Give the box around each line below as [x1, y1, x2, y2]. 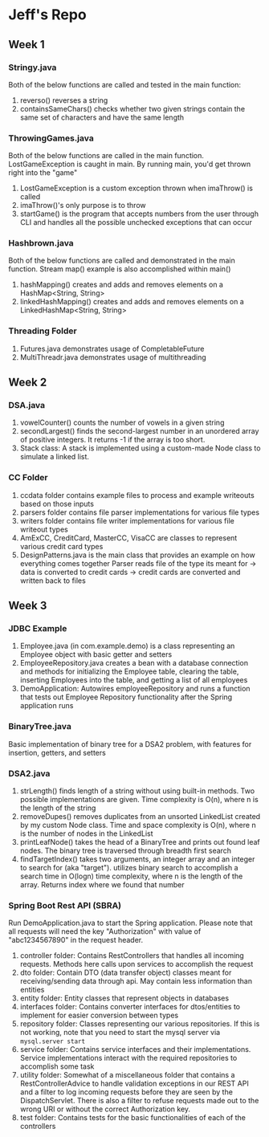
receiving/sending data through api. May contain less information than [19, 976, 253, 986]
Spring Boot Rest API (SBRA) [8, 899, 122, 911]
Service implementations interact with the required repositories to [19, 1053, 238, 1063]
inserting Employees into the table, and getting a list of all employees [19, 675, 248, 685]
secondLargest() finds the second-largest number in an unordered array [19, 426, 259, 436]
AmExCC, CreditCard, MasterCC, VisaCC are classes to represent [19, 532, 238, 543]
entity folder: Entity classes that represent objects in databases [19, 993, 230, 1003]
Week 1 [8, 38, 45, 51]
